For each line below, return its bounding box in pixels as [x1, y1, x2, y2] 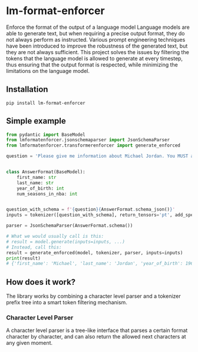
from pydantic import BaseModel [6, 131, 85, 138]
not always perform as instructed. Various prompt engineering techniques [6, 36, 186, 43]
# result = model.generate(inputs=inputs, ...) [6, 238, 126, 245]
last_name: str [16, 180, 54, 186]
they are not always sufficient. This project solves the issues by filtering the [6, 48, 190, 55]
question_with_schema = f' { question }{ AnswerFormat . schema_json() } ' [6, 207, 176, 212]
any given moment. [6, 340, 53, 347]
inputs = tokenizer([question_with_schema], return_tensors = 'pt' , [6, 212, 173, 218]
